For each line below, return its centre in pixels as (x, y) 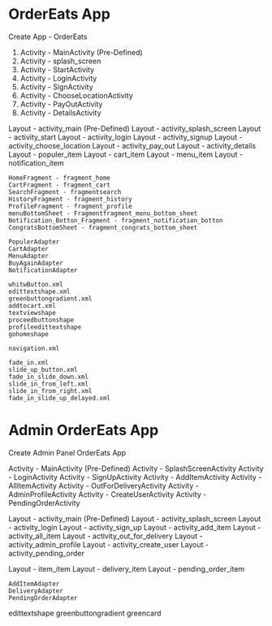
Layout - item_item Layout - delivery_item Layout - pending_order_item (127, 568)
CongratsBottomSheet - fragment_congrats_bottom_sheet (103, 227)
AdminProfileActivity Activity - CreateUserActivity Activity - (108, 494)
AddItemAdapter (34, 584)
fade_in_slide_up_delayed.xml (60, 398)
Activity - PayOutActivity (61, 104)
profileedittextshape (45, 327)
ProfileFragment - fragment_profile (70, 206)
